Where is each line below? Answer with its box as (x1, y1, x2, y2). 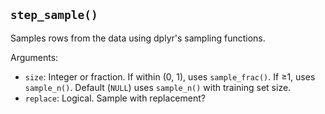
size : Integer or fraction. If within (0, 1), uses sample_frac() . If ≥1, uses (24, 70, 316, 83)
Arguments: (10, 51, 59, 63)
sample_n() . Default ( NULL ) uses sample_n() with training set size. (24, 81, 292, 93)
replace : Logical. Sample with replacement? (24, 92, 206, 104)
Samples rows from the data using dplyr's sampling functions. (10, 32, 266, 44)
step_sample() (10, 8, 98, 23)
